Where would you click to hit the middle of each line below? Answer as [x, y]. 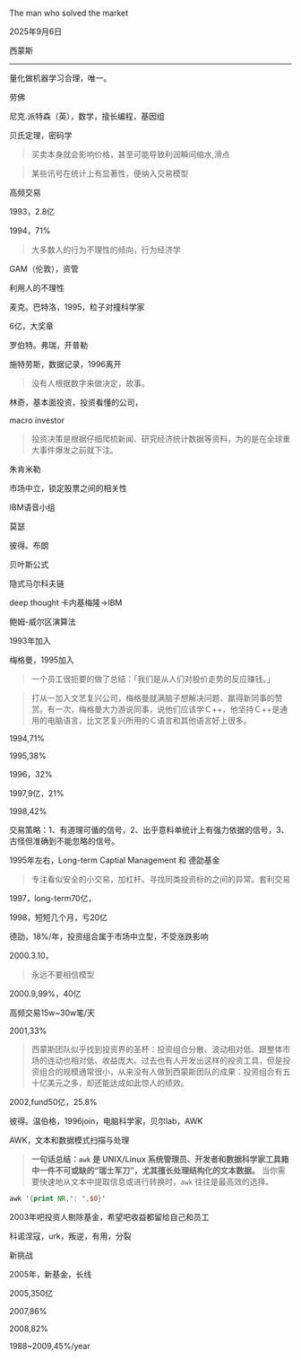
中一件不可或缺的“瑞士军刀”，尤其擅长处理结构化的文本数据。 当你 [154, 1170]
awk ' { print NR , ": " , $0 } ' [57, 1198]
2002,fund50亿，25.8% [53, 1102]
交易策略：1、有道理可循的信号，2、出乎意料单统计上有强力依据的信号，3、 [149, 830]
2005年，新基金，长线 [51, 1274]
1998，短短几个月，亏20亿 [59, 917]
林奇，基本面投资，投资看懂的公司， [76, 402]
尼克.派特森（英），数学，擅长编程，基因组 [87, 116]
